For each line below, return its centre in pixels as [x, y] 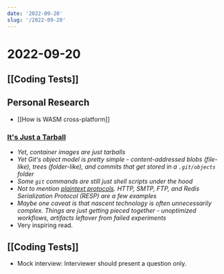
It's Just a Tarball [37, 137]
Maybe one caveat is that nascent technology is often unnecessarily [114, 203]
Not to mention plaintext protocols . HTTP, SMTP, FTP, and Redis [108, 189]
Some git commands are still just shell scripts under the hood [105, 181]
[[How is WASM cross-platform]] [63, 119]
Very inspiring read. [45, 225]
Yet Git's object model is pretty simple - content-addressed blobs [110, 160]
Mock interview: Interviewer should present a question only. [102, 263]
